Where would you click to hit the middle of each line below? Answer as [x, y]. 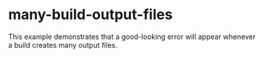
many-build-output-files [91, 15]
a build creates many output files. [63, 44]
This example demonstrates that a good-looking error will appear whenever [132, 37]
